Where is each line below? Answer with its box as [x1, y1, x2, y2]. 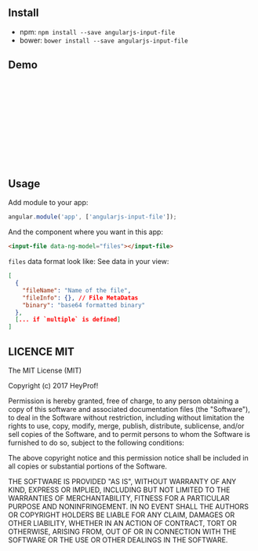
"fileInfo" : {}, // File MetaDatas [22, 294, 139, 302]
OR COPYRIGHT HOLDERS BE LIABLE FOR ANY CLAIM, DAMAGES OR [8, 510, 235, 520]
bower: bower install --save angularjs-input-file [19, 35, 188, 45]
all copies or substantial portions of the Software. [8, 461, 167, 471]
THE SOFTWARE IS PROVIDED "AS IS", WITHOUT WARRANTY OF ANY [8, 477, 237, 486]
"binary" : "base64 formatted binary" [22, 301, 146, 309]
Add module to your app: [8, 198, 89, 208]
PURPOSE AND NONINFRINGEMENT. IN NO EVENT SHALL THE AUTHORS [8, 502, 249, 511]
